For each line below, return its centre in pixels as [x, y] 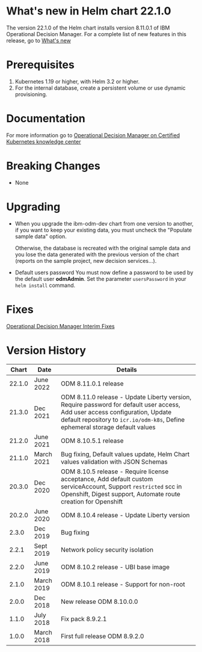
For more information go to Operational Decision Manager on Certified [93, 135]
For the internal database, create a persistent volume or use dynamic [100, 88]
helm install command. [45, 285]
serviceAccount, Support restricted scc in [121, 487]
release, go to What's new [38, 40]
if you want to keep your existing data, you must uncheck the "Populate [103, 230]
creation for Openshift [92, 502]
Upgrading [33, 207]
